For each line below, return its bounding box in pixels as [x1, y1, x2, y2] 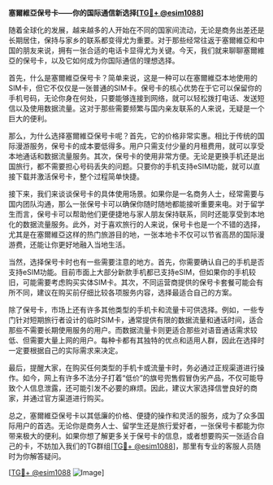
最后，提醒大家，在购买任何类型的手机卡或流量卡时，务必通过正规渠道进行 [8, 363, 258, 373]
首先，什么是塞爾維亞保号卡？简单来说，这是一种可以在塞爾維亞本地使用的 [8, 73, 258, 82]
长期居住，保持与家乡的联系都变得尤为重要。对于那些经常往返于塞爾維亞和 [8, 36, 258, 45]
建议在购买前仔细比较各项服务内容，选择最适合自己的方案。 [36, 288, 236, 297]
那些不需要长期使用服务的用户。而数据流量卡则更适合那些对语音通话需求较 [8, 326, 258, 334]
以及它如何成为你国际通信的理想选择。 [50, 56, 180, 65]
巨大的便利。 [8, 114, 51, 123]
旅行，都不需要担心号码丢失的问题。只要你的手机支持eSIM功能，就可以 [15, 162, 253, 171]
